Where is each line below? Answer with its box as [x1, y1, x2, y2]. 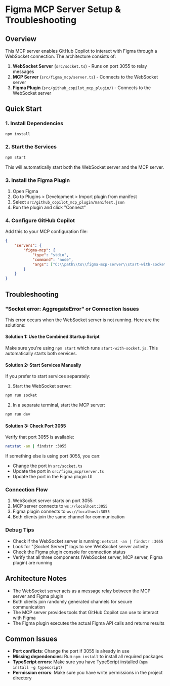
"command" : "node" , [32, 257, 73, 262]
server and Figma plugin [12, 593, 64, 599]
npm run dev [5, 412, 30, 417]
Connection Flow [5, 486, 48, 493]
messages [12, 68, 34, 74]
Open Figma [12, 188, 38, 195]
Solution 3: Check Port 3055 [5, 423, 66, 429]
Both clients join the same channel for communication [12, 514, 125, 520]
